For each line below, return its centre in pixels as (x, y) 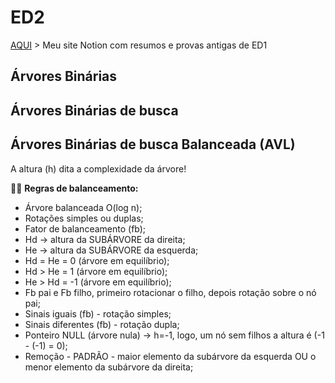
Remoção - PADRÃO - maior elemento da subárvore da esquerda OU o (170, 356)
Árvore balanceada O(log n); (83, 207)
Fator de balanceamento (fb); (85, 228)
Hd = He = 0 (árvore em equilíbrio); (97, 260)
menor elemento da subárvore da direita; (109, 367)
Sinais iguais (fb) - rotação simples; (98, 313)
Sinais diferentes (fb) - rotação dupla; (102, 324)
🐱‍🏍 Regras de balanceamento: (74, 188)
